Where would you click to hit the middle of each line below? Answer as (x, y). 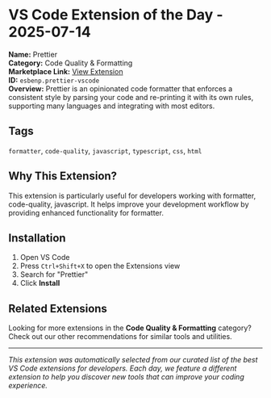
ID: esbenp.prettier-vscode (54, 80)
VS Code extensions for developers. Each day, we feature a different (123, 368)
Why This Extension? (63, 176)
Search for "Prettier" (54, 274)
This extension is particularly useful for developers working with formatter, (132, 195)
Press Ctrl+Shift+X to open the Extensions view (100, 266)
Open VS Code (45, 258)
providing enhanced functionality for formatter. (86, 212)
